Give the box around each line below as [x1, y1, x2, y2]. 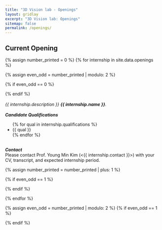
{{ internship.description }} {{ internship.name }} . [5, 101, 107, 107]
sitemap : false [5, 21, 36, 26]
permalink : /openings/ [5, 26, 52, 31]
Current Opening [5, 44, 58, 52]
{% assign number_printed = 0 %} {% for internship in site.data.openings [5, 57, 154, 63]
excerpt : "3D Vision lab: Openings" [5, 16, 80, 21]
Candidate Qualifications [5, 112, 58, 117]
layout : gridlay [5, 12, 38, 17]
